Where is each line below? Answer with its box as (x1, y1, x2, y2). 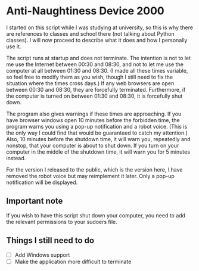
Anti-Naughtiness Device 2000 (6, 4, 165, 18)
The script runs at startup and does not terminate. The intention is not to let (6, 54, 191, 61)
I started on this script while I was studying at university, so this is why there (6, 24, 194, 31)
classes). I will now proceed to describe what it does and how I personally (6, 36, 188, 43)
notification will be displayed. (6, 179, 78, 186)
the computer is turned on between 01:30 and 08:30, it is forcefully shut (6, 92, 183, 99)
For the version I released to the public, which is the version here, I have (6, 166, 183, 173)
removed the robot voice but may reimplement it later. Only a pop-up (6, 172, 175, 179)
